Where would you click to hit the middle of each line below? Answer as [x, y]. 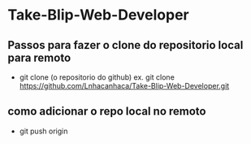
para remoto [39, 57]
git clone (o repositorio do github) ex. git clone [97, 77]
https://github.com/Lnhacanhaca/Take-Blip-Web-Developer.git [124, 86]
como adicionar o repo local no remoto [107, 111]
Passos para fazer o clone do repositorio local [125, 45]
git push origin [43, 131]
